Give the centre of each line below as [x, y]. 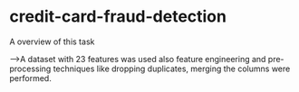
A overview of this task [52, 41]
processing [30, 69]
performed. [30, 78]
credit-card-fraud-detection [118, 17]
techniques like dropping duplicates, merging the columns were [172, 69]
